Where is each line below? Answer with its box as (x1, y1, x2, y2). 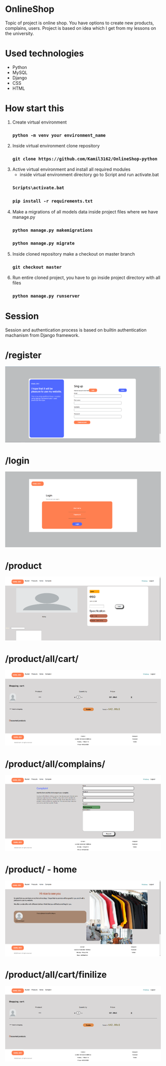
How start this (5, 103, 64, 114)
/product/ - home (5, 864, 78, 875)
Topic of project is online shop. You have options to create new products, (5, 20, 154, 26)
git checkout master (12, 264, 62, 270)
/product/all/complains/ (5, 758, 105, 770)
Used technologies (5, 48, 84, 59)
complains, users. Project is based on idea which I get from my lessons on (5, 25, 157, 31)
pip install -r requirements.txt (12, 199, 93, 204)
